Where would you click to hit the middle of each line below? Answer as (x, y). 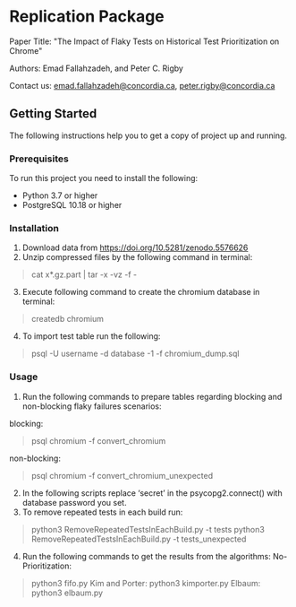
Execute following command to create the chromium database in (141, 292)
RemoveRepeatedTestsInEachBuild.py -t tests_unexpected (139, 539)
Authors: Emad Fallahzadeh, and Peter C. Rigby (96, 68)
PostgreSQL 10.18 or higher (72, 205)
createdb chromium (68, 319)
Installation (34, 228)
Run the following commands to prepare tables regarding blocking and (152, 396)
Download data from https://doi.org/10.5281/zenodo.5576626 (135, 247)
